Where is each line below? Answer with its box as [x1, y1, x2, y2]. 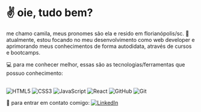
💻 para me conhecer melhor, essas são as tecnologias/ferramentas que [6, 60, 185, 68]
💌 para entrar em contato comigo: [6, 99, 90, 106]
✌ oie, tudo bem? [6, 6, 93, 20]
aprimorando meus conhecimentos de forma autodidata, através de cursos [6, 43, 192, 50]
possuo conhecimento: [6, 69, 63, 77]
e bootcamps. [6, 49, 41, 56]
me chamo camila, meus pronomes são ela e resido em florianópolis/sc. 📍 [6, 29, 190, 37]
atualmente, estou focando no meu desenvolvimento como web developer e [6, 36, 195, 43]
